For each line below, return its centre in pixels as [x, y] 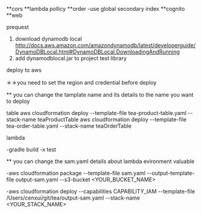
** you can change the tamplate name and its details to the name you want [100, 95]
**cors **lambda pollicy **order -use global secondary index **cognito [96, 9]
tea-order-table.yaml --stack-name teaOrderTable [69, 126]
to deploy [18, 101]
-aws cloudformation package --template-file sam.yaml [76, 173]
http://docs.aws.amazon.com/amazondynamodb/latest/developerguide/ [105, 45]
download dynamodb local [48, 39]
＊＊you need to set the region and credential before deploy [82, 82]
